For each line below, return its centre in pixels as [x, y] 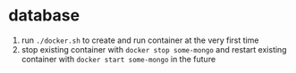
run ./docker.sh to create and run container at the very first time [140, 40]
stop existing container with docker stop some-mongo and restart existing [154, 49]
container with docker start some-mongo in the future [118, 59]
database [44, 16]
